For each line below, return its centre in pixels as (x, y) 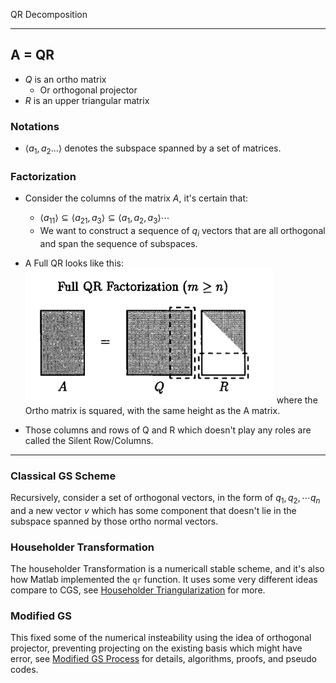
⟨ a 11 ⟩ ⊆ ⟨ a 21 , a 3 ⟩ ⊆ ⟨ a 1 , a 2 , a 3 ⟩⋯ (104, 219)
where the (297, 400)
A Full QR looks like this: (74, 263)
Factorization (43, 176)
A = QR (32, 55)
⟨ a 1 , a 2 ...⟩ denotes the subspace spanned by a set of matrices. (153, 149)
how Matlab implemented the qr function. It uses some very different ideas (164, 580)
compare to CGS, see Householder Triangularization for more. (138, 590)
